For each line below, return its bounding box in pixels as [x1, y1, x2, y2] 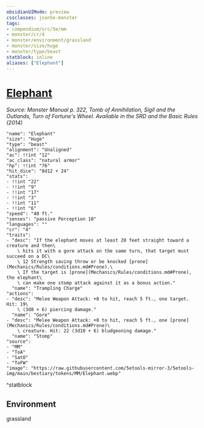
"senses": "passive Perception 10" [6, 216, 97, 222]
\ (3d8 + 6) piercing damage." [17, 307, 97, 313]
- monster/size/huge [6, 43, 59, 49]
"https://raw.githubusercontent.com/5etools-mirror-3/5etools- [30, 365, 195, 371]
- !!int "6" [6, 205, 37, 212]
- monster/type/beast [6, 49, 62, 55]
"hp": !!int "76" [6, 163, 51, 169]
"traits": [6, 232, 32, 238]
